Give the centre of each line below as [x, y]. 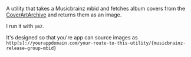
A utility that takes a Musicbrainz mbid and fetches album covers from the [96, 9]
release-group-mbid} [32, 48]
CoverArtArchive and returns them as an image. [64, 15]
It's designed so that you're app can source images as [72, 37]
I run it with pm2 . [25, 26]
